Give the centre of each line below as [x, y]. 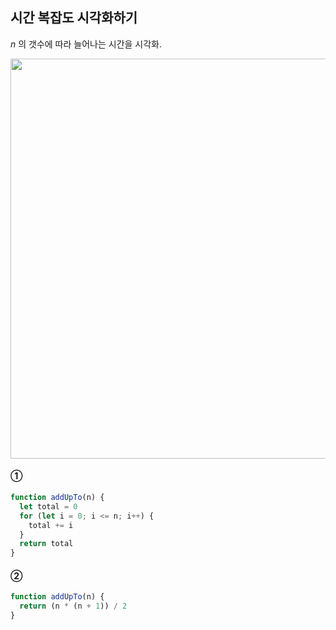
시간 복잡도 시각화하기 [74, 18]
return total [46, 544]
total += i [51, 525]
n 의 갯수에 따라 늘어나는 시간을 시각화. [86, 44]
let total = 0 [48, 506]
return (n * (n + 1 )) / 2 [73, 606]
